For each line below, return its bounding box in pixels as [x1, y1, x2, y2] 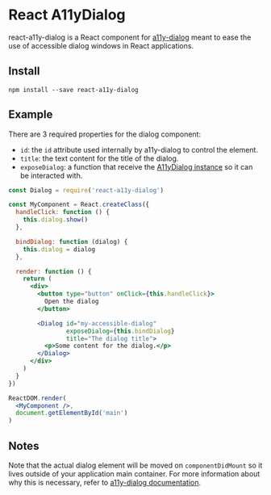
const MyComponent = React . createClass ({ [8, 200, 150, 209]
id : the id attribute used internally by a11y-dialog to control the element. [19, 145, 258, 154]
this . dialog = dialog [23, 245, 95, 254]
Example [8, 107, 53, 122]
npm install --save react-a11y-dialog [8, 86, 139, 94]
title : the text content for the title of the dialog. [19, 153, 179, 163]
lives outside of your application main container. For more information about [8, 469, 261, 478]
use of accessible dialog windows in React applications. [8, 40, 194, 50]
